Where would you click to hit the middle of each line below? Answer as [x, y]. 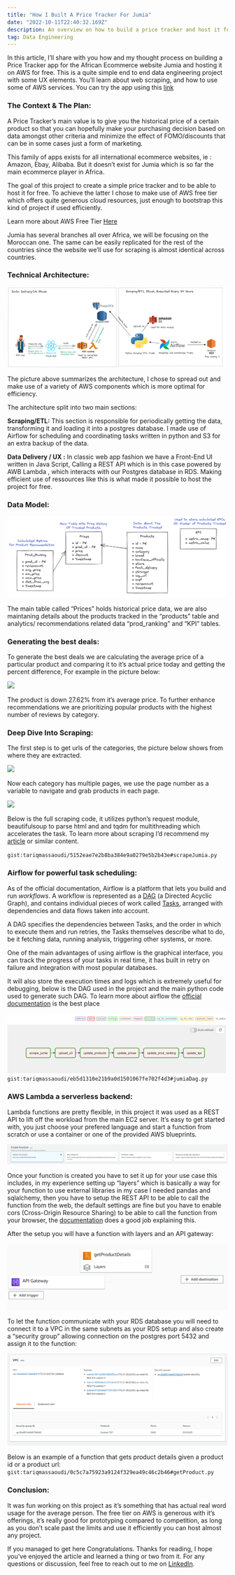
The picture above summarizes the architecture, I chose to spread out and [114, 379]
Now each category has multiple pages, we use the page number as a [108, 784]
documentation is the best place [54, 1003]
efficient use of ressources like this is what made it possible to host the [109, 479]
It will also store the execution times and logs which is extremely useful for [114, 981]
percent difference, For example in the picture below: [84, 672]
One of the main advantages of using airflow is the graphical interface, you [115, 952]
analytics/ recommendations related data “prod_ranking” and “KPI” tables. [114, 623]
